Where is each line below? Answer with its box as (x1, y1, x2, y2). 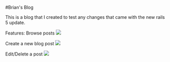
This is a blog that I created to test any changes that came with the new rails (5, 14, 165, 20)
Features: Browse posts (5, 30, 55, 36)
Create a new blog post (5, 41, 54, 46)
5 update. (5, 20, 25, 25)
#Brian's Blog (5, 5, 34, 10)
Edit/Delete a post (5, 51, 43, 57)
